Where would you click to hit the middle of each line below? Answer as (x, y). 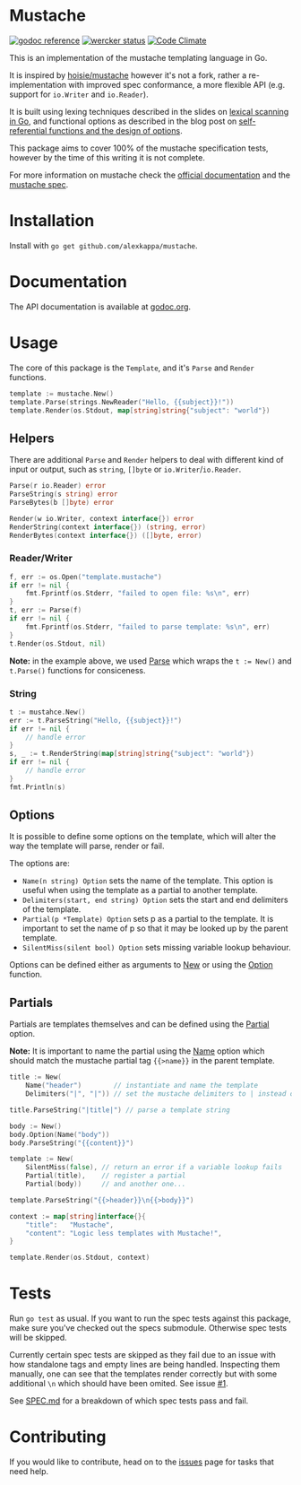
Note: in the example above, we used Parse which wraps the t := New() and (150, 661)
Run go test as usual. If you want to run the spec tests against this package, (150, 1318)
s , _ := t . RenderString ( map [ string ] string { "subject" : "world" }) (132, 754)
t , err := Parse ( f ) (46, 611)
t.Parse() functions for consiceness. (77, 670)
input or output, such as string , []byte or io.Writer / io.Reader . (125, 469)
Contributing (58, 1437)
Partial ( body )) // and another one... (106, 1185)
